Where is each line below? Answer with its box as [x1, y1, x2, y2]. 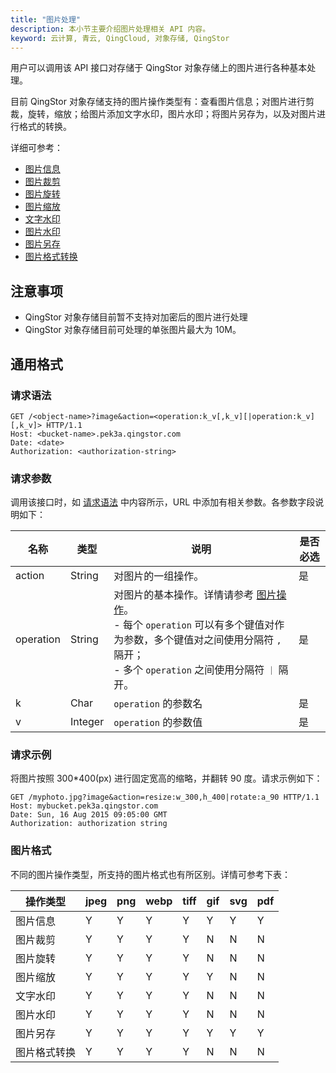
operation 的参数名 [113, 697, 203, 711]
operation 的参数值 [113, 716, 203, 730]
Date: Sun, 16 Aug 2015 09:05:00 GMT [10, 810, 168, 820]
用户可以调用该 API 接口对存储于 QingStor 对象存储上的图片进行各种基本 [10, 62, 308, 74]
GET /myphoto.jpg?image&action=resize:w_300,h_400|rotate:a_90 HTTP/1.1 [10, 792, 320, 803]
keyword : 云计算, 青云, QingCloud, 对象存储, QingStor [10, 33, 230, 43]
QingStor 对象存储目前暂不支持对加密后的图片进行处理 [24, 311, 248, 323]
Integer [69, 715, 105, 729]
